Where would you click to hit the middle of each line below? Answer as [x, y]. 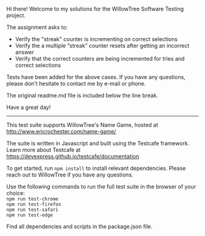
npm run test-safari [33, 210]
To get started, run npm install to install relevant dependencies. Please [96, 168]
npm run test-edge [30, 215]
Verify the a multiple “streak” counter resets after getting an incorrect [102, 46]
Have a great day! [28, 107]
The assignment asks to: [37, 27]
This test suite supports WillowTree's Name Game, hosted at [82, 125]
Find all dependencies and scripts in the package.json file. [79, 226]
